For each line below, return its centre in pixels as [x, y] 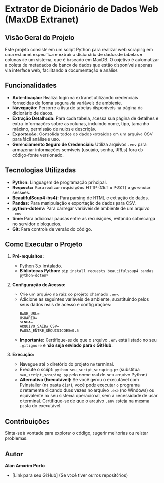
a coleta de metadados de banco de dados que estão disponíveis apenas [79, 65]
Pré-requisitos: [28, 256]
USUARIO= [28, 318]
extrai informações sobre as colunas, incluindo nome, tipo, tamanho [81, 123]
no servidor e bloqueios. [37, 224]
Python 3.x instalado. [41, 266]
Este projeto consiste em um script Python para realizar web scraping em [79, 49]
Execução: [23, 355]
